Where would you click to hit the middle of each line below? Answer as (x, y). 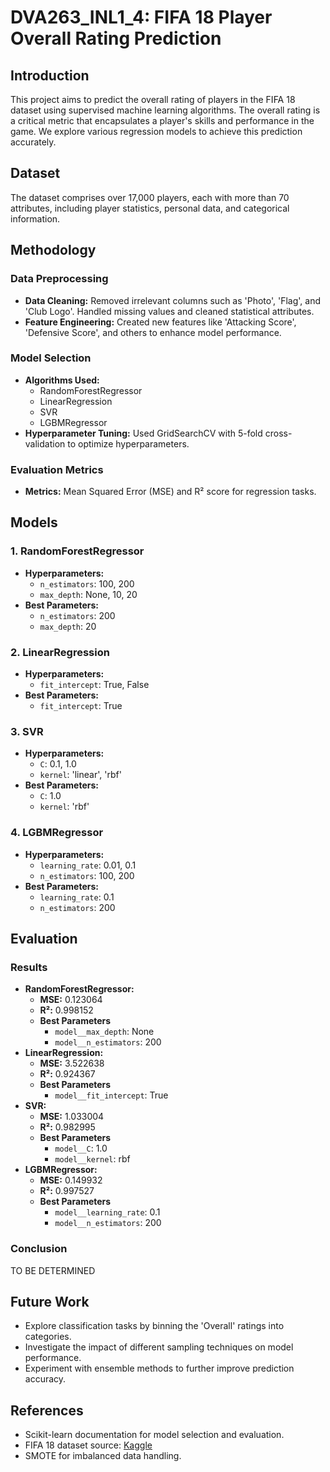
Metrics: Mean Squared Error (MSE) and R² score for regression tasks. (170, 492)
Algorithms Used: (62, 380)
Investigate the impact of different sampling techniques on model (159, 1347)
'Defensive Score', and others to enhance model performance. (153, 332)
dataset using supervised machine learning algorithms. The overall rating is (165, 110)
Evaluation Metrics (57, 469)
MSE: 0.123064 (71, 1000)
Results (29, 967)
